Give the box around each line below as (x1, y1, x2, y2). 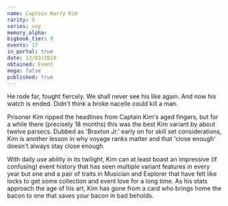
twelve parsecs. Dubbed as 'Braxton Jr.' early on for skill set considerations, (7, 127, 222, 136)
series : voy (7, 23, 41, 29)
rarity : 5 (7, 16, 36, 23)
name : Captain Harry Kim (7, 10, 78, 17)
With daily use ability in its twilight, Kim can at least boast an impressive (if (7, 155, 217, 164)
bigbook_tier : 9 (7, 36, 53, 42)
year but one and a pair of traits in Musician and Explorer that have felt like (7, 170, 217, 178)
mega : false (7, 67, 41, 74)
